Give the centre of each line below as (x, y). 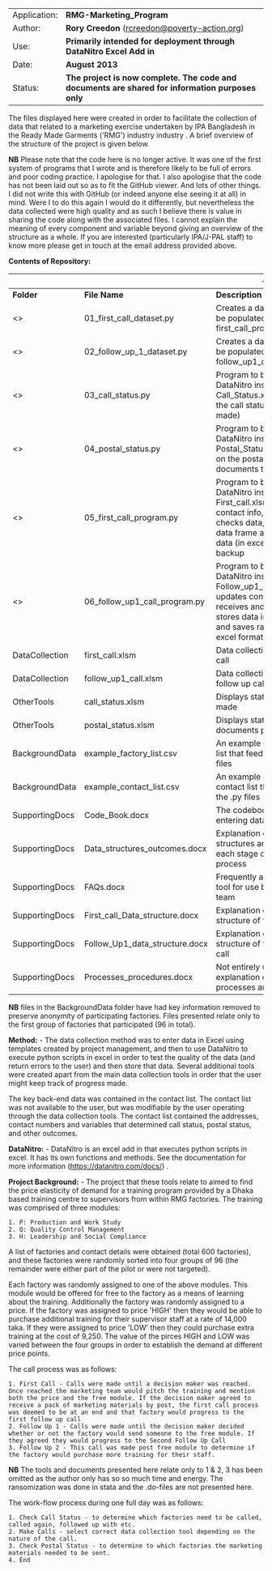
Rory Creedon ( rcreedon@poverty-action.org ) (155, 28)
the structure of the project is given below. (79, 144)
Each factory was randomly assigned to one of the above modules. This (128, 1284)
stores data (237, 617)
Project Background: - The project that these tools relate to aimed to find (131, 1182)
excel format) (241, 637)
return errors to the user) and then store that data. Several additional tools (132, 1066)
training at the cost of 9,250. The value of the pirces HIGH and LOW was (129, 1336)
